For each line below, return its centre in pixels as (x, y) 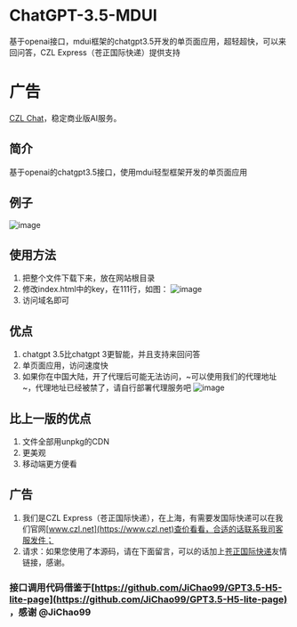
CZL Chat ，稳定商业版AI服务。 (65, 118)
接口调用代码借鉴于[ (52, 587)
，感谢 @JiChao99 (50, 612)
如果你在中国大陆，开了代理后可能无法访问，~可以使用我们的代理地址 (149, 377)
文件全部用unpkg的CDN (65, 441)
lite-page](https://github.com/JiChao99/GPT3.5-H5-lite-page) (148, 599)
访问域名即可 (45, 300)
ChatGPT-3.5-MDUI (83, 16)
